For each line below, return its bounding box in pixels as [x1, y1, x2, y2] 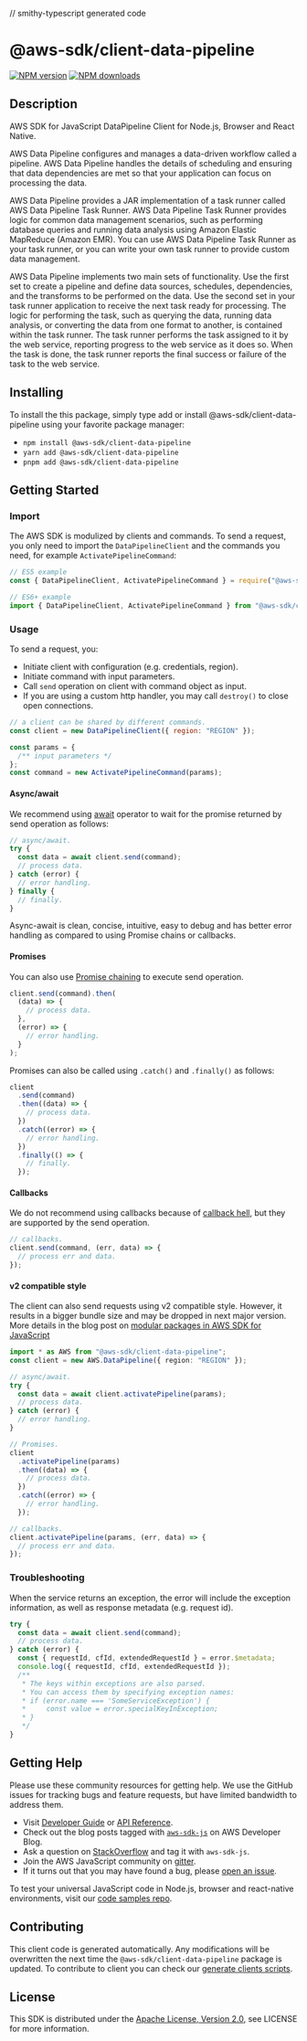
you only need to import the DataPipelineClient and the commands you [9, 540, 281, 551]
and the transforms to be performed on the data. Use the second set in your [9, 290, 295, 301]
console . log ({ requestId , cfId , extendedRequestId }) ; [17, 1663, 231, 1672]
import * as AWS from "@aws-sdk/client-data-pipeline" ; [9, 1347, 227, 1356]
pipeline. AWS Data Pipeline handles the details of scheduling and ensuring [9, 157, 292, 168]
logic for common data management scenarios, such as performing [9, 214, 263, 225]
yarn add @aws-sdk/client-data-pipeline [22, 448, 179, 457]
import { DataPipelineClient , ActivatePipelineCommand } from [9, 601, 251, 611]
